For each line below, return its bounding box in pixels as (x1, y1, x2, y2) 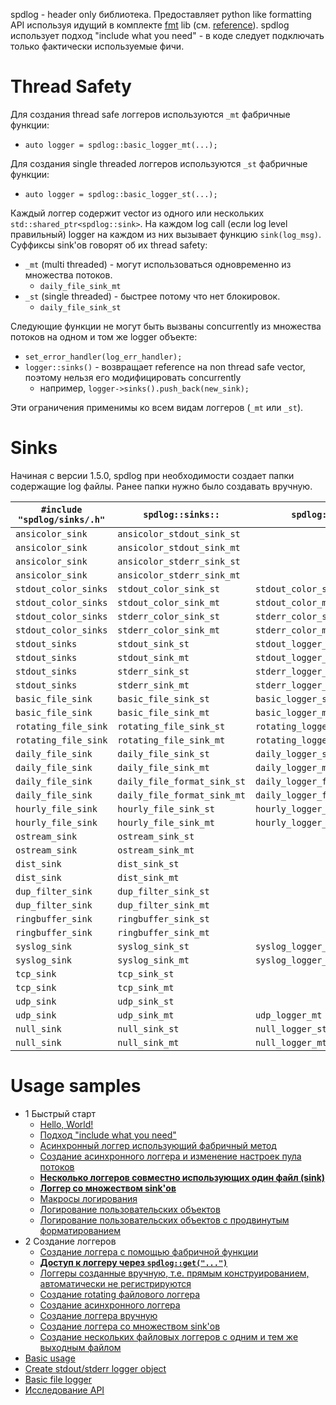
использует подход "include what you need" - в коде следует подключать (10, 30, 325, 41)
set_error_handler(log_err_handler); (24, 352, 183, 362)
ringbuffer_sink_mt (117, 927, 210, 938)
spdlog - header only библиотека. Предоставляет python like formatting (10, 9, 312, 20)
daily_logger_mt (254, 762, 333, 773)
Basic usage (24, 1352, 76, 1364)
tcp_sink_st (117, 968, 175, 979)
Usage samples (10, 1075, 142, 1098)
